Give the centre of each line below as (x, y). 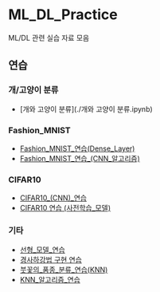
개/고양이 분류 (33, 90)
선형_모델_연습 (42, 250)
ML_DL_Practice (63, 15)
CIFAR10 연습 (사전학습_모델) (65, 208)
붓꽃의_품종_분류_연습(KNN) (64, 270)
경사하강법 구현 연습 (51, 259)
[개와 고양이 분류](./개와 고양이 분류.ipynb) (86, 109)
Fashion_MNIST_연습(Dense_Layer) (77, 148)
